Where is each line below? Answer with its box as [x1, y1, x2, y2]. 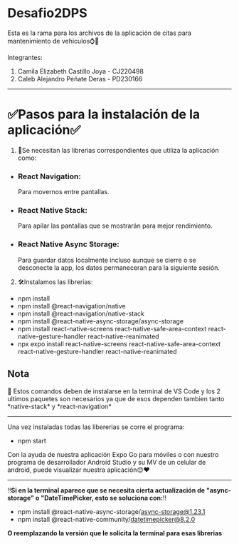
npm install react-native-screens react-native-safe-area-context [17, 324, 207, 333]
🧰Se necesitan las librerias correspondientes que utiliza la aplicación [17, 146, 219, 154]
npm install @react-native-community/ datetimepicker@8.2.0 [17, 515, 196, 523]
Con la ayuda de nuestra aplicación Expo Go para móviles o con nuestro [7, 450, 219, 458]
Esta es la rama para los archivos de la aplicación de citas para [7, 29, 192, 37]
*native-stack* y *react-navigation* [7, 402, 112, 410]
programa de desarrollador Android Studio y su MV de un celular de [7, 458, 206, 466]
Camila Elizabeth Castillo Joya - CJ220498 [17, 66, 144, 76]
